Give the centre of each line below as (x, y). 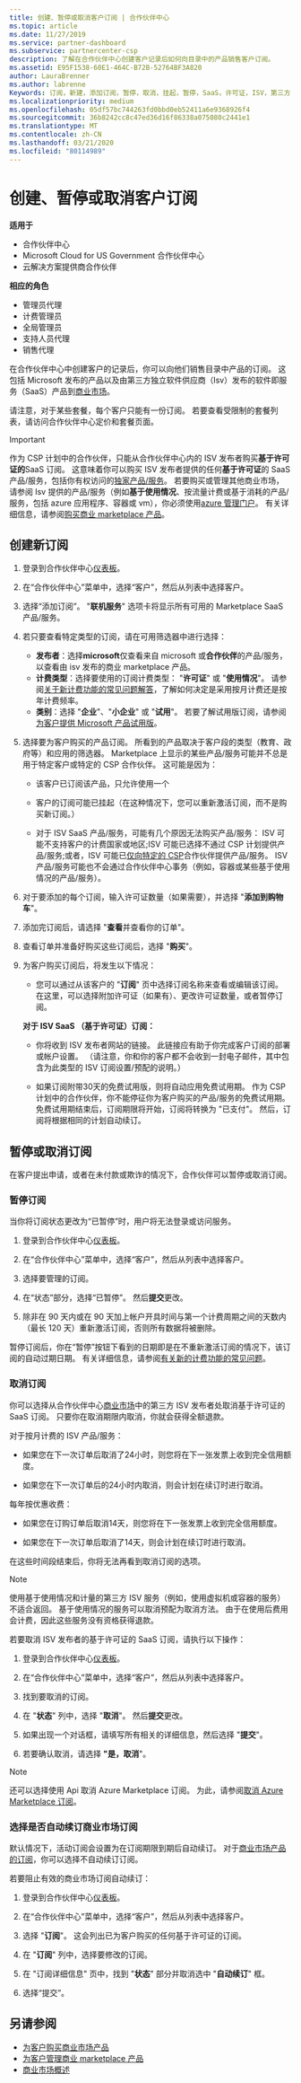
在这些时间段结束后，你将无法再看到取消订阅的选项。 (107, 1561)
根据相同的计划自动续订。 (99, 1121)
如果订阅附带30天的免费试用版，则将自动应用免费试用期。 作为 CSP (161, 1086)
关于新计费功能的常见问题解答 (99, 690)
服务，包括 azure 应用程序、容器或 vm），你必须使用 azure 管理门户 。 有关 (145, 503)
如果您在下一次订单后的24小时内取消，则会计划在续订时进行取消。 (145, 1485)
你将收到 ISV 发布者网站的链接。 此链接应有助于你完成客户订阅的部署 (163, 1045)
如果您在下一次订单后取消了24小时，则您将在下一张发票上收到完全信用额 (157, 1455)
